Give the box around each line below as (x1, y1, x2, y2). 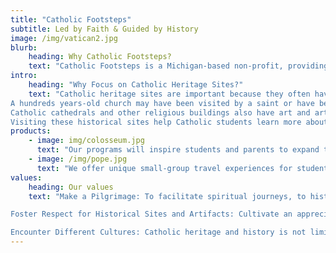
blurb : (10, 42, 38, 53)
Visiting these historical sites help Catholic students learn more (10, 117, 302, 127)
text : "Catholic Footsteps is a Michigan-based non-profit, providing (28, 61, 329, 71)
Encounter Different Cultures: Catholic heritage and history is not (10, 227, 307, 238)
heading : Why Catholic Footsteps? (28, 52, 172, 62)
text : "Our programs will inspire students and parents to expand (36, 145, 320, 155)
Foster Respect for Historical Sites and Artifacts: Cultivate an (10, 209, 293, 220)
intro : (10, 71, 38, 81)
